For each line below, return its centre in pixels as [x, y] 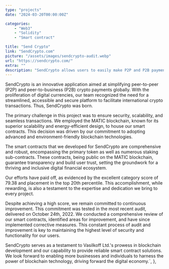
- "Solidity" [28, 33]
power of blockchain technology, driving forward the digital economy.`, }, [81, 261]
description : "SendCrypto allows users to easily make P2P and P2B [77, 70]
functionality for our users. [33, 236]
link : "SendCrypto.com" [30, 51]
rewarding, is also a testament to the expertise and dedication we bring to [81, 189]
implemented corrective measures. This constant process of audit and [78, 225]
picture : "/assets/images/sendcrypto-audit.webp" [58, 56]
